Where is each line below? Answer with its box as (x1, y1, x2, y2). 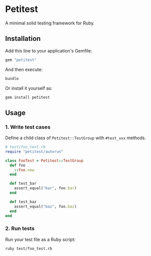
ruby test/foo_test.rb (5, 246, 52, 251)
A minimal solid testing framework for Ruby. (5, 20, 95, 26)
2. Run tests (5, 225, 35, 232)
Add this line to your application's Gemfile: (5, 47, 92, 53)
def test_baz (9, 199, 37, 204)
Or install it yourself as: (5, 85, 52, 91)
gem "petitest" (5, 57, 37, 62)
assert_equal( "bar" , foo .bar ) (14, 186, 77, 191)
